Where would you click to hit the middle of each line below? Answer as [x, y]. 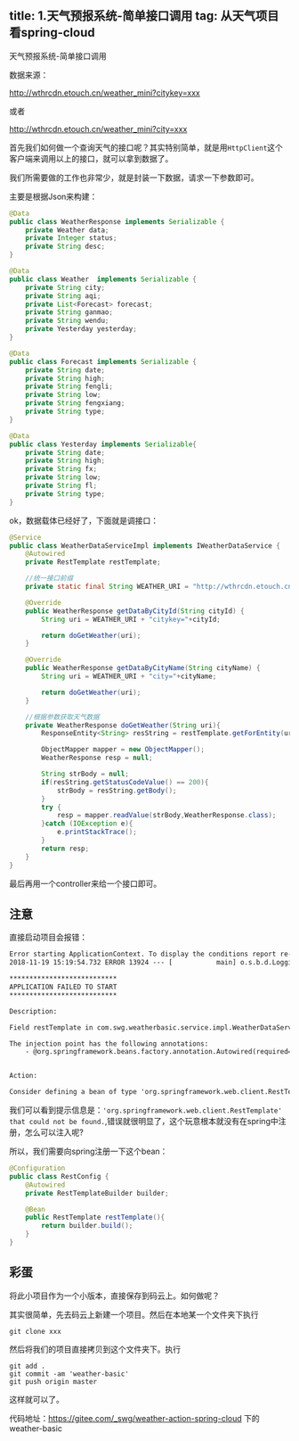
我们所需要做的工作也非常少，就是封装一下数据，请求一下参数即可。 [134, 178]
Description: [33, 1011]
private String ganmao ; [69, 312]
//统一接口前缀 [49, 578]
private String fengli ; [69, 386]
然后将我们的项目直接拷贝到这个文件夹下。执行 [95, 1349]
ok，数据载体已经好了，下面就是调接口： [84, 520]
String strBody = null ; [85, 774]
